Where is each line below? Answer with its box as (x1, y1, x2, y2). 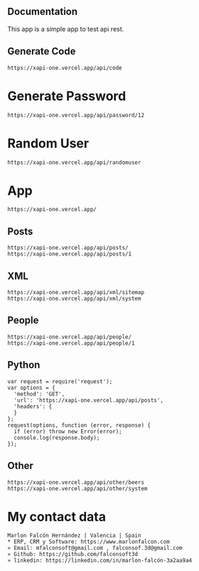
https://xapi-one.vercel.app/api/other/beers (7, 478, 144, 486)
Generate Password (7, 88, 127, 104)
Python (7, 359, 41, 371)
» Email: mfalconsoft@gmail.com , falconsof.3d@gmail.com (7, 545, 183, 552)
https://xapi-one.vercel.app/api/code (7, 64, 122, 71)
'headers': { (14, 403, 53, 410)
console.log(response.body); (14, 434, 100, 441)
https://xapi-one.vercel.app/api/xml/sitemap (7, 289, 144, 296)
